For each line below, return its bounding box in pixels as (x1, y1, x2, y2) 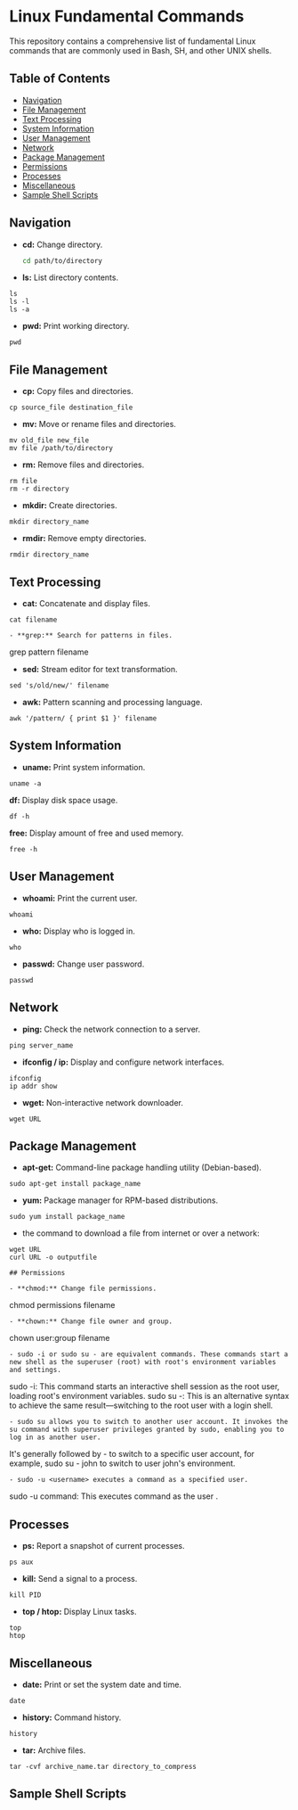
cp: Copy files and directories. (21, 386, 133, 397)
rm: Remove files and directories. (21, 459, 145, 470)
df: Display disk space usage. (9, 794, 118, 805)
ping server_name (9, 1041, 74, 1049)
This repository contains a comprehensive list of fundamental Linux (9, 36, 256, 46)
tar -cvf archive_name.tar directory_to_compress (9, 1762, 197, 1771)
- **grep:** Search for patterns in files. (9, 631, 173, 640)
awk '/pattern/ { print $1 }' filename (9, 714, 157, 723)
